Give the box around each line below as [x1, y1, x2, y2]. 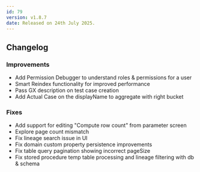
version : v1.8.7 [6, 14, 47, 20]
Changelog [6, 42, 49, 52]
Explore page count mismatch [14, 128, 89, 135]
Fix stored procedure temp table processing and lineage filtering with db [14, 154, 194, 161]
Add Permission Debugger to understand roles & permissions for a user [14, 74, 192, 81]
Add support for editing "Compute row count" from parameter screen [14, 121, 187, 129]
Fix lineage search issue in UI [14, 135, 88, 142]
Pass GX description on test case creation [14, 87, 119, 94]
